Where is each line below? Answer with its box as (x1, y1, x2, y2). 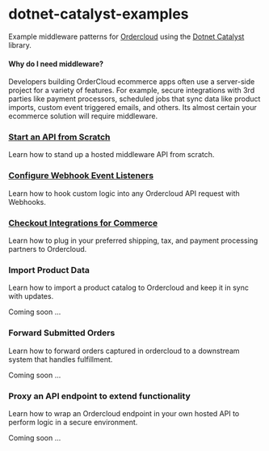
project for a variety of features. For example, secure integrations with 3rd (8, 86, 255, 96)
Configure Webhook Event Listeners (8, 170, 154, 181)
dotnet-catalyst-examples (8, 5, 189, 23)
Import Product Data (8, 264, 90, 275)
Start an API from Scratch (8, 131, 111, 143)
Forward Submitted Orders (8, 327, 116, 338)
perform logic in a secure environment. (8, 417, 138, 427)
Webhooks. (8, 197, 46, 206)
